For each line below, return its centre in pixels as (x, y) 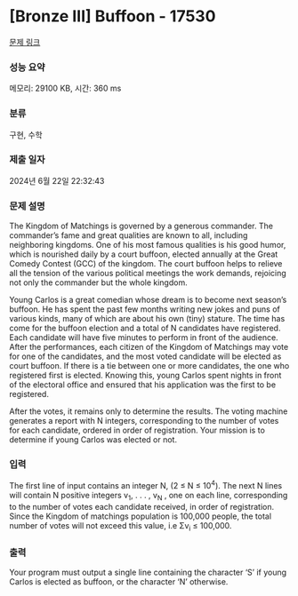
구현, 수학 (26, 134)
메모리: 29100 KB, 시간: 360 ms (65, 88)
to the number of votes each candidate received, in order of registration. (141, 506)
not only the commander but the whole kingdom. (99, 282)
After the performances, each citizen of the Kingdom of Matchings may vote (149, 347)
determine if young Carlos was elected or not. (93, 440)
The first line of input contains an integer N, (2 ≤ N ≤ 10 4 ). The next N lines (146, 485)
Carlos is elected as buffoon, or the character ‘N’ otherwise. (119, 581)
